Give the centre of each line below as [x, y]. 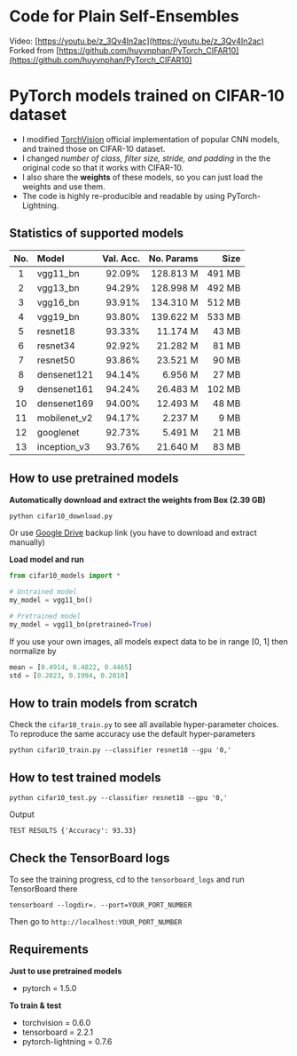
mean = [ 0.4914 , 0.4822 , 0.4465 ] [71, 667]
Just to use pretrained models [66, 971]
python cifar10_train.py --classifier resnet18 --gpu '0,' [121, 750]
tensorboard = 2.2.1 [58, 1032]
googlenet [58, 432]
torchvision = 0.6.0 [56, 1022]
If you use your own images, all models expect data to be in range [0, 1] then [148, 641]
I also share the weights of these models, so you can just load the [142, 177]
